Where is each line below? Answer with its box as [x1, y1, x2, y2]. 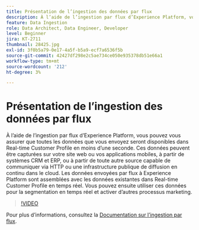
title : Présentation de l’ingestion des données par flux [6, 8, 152, 15]
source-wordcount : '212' [6, 63, 68, 70]
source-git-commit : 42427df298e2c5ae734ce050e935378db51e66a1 [6, 53, 163, 59]
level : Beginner [6, 31, 46, 37]
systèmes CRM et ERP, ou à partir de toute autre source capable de [6, 157, 171, 164]
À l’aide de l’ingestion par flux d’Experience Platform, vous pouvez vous [6, 132, 181, 139]
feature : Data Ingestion [6, 20, 68, 25]
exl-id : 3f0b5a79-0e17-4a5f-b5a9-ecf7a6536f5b [6, 47, 123, 53]
